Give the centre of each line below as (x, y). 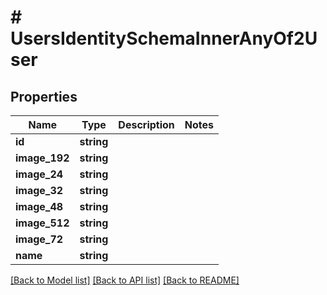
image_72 (39, 239)
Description (146, 124)
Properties (44, 96)
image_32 (39, 190)
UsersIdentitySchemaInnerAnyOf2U (164, 38)
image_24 (39, 174)
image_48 (39, 206)
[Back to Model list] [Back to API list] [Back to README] (125, 280)
